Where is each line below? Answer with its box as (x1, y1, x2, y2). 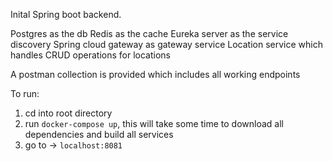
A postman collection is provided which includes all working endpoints (10, 69, 301, 80)
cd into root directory (24, 107, 113, 119)
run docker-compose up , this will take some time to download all (24, 118, 284, 129)
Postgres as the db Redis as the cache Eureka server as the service (10, 28, 289, 39)
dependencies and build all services (24, 129, 174, 140)
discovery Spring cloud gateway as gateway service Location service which (10, 39, 323, 50)
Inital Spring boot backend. (10, 9, 122, 20)
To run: (10, 88, 40, 99)
